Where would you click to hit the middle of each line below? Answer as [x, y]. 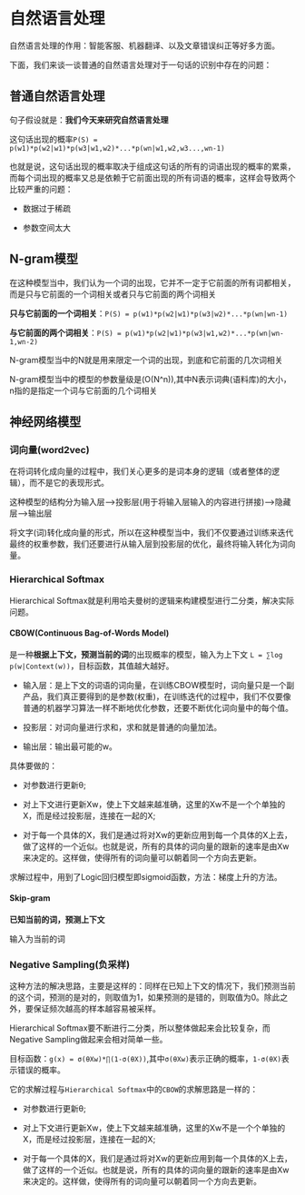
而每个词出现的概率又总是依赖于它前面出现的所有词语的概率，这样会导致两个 [152, 177]
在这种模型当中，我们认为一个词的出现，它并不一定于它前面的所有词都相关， [152, 282]
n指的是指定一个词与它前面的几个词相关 [84, 390]
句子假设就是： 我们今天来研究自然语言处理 [89, 120]
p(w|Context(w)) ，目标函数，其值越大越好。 [92, 666]
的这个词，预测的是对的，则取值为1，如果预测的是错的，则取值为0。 [137, 997]
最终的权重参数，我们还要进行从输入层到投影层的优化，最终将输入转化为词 [148, 544]
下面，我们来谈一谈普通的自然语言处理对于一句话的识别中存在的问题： [141, 64]
